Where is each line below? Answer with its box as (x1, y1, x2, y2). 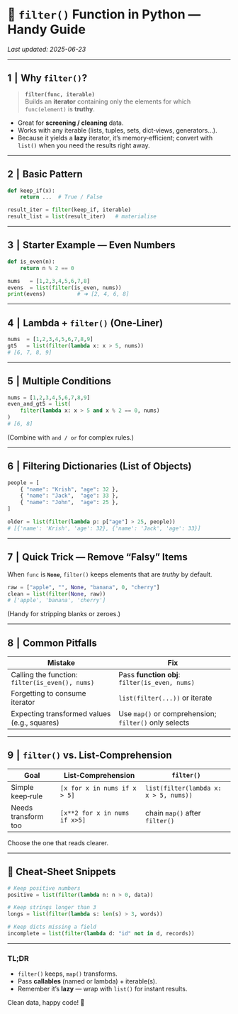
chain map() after (144, 808, 201, 818)
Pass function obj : (118, 670, 181, 680)
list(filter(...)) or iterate (118, 693, 212, 703)
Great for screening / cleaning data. (17, 118, 124, 127)
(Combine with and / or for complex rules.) (7, 433, 135, 442)
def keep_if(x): (7, 187, 55, 194)
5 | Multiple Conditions (7, 375, 112, 387)
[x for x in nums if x (59, 784, 137, 792)
